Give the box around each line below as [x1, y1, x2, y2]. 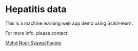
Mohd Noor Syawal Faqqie [5, 39, 62, 46]
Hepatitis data [5, 4, 67, 15]
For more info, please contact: [5, 30, 69, 36]
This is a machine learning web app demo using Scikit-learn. [5, 20, 133, 26]
